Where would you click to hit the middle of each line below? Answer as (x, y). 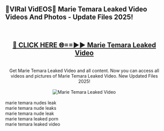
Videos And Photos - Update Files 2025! (69, 17)
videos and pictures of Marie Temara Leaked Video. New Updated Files (84, 76)
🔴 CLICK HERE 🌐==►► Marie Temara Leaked (84, 45)
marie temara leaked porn (32, 118)
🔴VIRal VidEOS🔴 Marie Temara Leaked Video (76, 9)
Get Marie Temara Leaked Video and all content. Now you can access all (84, 71)
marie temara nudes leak (31, 103)
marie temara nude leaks (31, 108)
